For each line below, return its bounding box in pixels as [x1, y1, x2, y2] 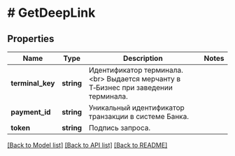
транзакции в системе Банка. [88, 112, 190, 121]
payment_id [10, 107, 51, 117]
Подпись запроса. [88, 123, 151, 132]
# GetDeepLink [7, 5, 96, 21]
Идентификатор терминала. [88, 65, 183, 75]
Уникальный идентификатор [88, 103, 185, 113]
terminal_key [10, 78, 55, 88]
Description [122, 54, 163, 63]
